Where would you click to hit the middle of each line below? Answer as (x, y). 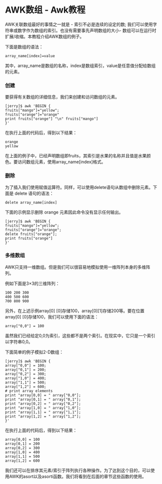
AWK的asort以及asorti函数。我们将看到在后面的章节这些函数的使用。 (78, 476)
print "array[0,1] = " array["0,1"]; (43, 399)
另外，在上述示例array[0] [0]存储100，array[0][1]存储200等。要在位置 (75, 311)
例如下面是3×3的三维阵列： (32, 283)
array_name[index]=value (30, 56)
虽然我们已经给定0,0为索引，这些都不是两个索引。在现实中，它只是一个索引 (80, 335)
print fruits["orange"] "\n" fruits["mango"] (52, 119)
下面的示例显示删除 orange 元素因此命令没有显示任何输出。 (64, 212)
